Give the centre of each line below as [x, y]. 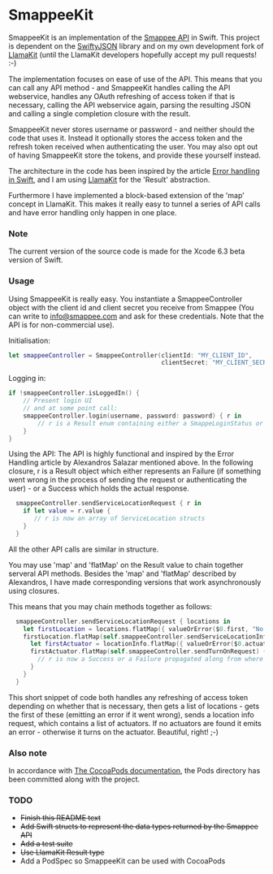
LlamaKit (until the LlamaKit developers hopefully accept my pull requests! [133, 54]
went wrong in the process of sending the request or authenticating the [128, 480]
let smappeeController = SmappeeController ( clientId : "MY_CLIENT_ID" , [130, 355]
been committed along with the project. [74, 779]
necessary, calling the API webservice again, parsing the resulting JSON [130, 105]
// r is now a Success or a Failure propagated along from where [151, 660]
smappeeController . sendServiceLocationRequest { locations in [123, 621]
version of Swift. [36, 260]
